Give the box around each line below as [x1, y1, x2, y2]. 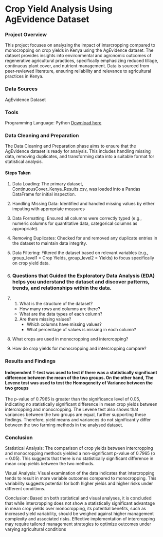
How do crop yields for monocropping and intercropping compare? [12, 345, 147, 351]
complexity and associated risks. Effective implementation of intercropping [5, 516, 155, 522]
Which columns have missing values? [26, 321, 102, 327]
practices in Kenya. [5, 73, 44, 79]
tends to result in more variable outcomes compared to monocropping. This [5, 476, 157, 481]
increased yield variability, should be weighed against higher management [5, 511, 154, 517]
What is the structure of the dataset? [19, 300, 93, 306]
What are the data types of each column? [19, 311, 103, 317]
